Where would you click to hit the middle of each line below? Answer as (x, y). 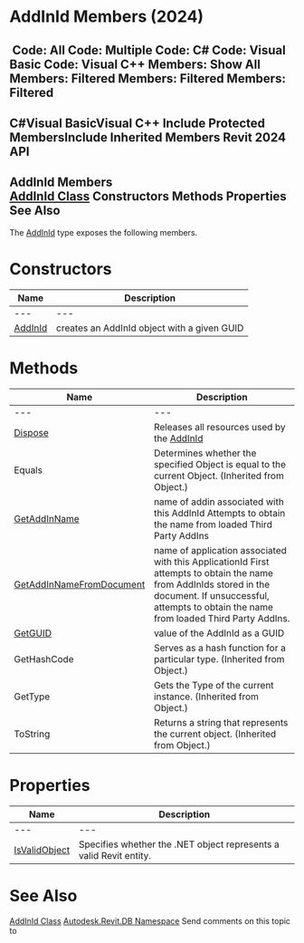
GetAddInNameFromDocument (80, 584)
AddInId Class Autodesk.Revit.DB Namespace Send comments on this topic (150, 920)
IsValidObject (42, 850)
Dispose (32, 432)
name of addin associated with (219, 502)
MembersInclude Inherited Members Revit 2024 (148, 137)
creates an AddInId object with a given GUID (150, 328)
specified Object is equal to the (220, 464)
